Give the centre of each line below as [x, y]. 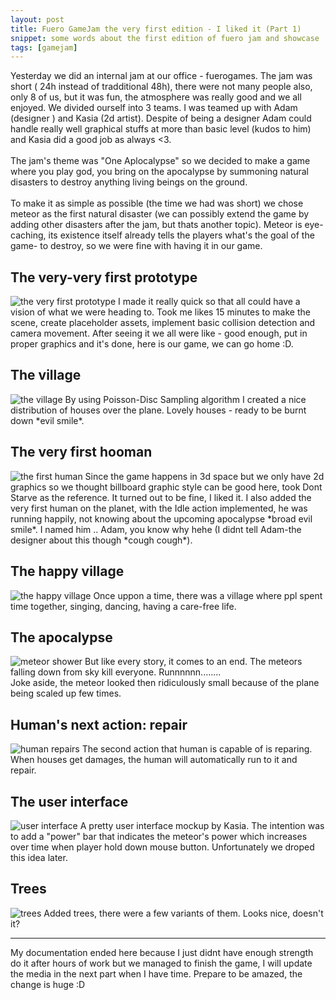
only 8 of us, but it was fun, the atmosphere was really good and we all [156, 97]
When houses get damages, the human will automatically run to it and [154, 760]
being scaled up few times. [66, 693]
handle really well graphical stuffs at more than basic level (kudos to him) [161, 129]
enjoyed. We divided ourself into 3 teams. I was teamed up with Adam [154, 108]
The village [46, 375]
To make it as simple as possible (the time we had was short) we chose [157, 203]
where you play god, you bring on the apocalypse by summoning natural [159, 172]
